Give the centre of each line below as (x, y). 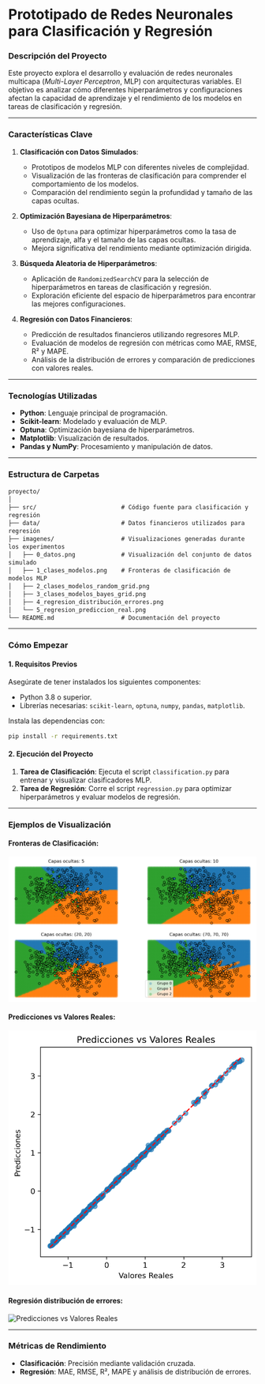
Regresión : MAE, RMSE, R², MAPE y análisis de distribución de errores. (135, 1371)
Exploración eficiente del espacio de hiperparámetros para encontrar (144, 295)
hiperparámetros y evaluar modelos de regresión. (100, 797)
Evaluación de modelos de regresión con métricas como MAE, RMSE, (144, 343)
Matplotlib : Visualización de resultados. (84, 438)
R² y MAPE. (50, 351)
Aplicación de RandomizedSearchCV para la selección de (120, 279)
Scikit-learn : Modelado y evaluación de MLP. (93, 422)
